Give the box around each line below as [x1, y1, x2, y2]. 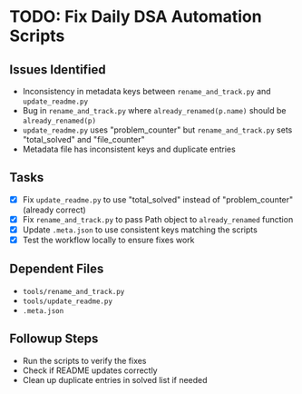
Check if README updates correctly [22, 365, 158, 376]
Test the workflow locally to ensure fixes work [22, 234, 195, 245]
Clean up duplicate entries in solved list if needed [22, 374, 208, 385]
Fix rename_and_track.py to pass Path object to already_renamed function [22, 213, 294, 224]
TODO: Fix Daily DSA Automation [9, 6, 262, 27]
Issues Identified [9, 62, 106, 77]
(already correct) [22, 204, 86, 215]
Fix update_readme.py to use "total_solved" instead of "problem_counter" [22, 193, 294, 205]
